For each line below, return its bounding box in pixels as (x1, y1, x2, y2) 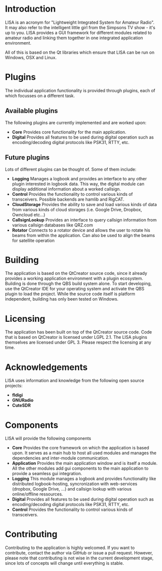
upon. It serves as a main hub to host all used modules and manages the (12, 450, 157, 456)
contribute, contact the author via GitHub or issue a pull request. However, (5, 550, 153, 556)
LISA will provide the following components (5, 435, 91, 442)
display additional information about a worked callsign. (12, 186, 121, 192)
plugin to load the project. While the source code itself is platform (5, 291, 135, 297)
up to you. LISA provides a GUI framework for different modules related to (5, 30, 152, 35)
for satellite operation (12, 238, 55, 243)
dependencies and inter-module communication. (12, 455, 110, 461)
